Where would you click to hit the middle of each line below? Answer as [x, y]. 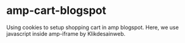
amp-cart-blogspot [56, 11]
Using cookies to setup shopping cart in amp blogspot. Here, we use [92, 27]
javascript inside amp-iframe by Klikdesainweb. [66, 33]
